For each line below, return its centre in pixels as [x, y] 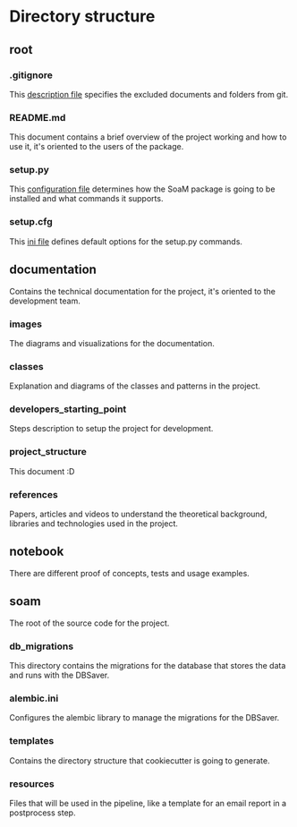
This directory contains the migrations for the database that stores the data [148, 665]
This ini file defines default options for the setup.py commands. [126, 241]
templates [32, 741]
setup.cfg [31, 222]
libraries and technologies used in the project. [94, 524]
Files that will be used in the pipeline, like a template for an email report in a [148, 803]
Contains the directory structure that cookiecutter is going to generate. [140, 760]
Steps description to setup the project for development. [111, 429]
